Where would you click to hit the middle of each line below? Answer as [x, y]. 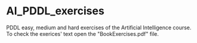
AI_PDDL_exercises [55, 11]
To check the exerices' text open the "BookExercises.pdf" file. [83, 33]
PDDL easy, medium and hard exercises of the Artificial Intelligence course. [99, 27]
